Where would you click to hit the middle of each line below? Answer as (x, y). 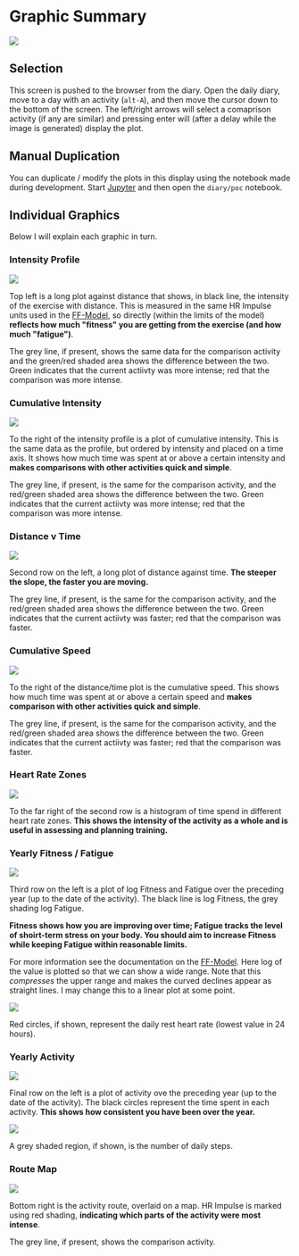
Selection (37, 69)
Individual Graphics (65, 215)
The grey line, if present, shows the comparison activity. (112, 1242)
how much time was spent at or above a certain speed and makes (131, 696)
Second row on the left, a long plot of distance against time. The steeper (143, 572)
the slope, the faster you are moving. (79, 582)
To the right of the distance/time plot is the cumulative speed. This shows (144, 687)
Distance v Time (46, 536)
